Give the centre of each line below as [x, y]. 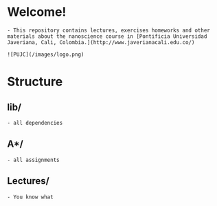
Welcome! [37, 12]
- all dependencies [35, 123]
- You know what [30, 197]
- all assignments [33, 160]
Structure [35, 82]
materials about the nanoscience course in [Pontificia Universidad [107, 36]
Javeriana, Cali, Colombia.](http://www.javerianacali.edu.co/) [101, 42]
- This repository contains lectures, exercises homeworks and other [109, 30]
